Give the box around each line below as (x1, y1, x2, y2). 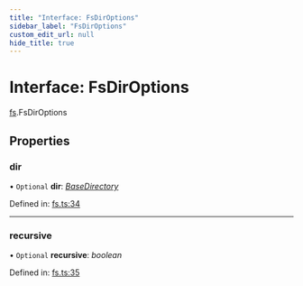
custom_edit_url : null (9, 30, 95, 39)
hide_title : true (9, 38, 75, 48)
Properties (9, 133, 70, 149)
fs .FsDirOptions (9, 107, 68, 118)
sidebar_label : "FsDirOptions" (9, 22, 127, 31)
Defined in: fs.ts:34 (9, 198, 81, 208)
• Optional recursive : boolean (9, 250, 123, 261)
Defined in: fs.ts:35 (9, 267, 80, 278)
